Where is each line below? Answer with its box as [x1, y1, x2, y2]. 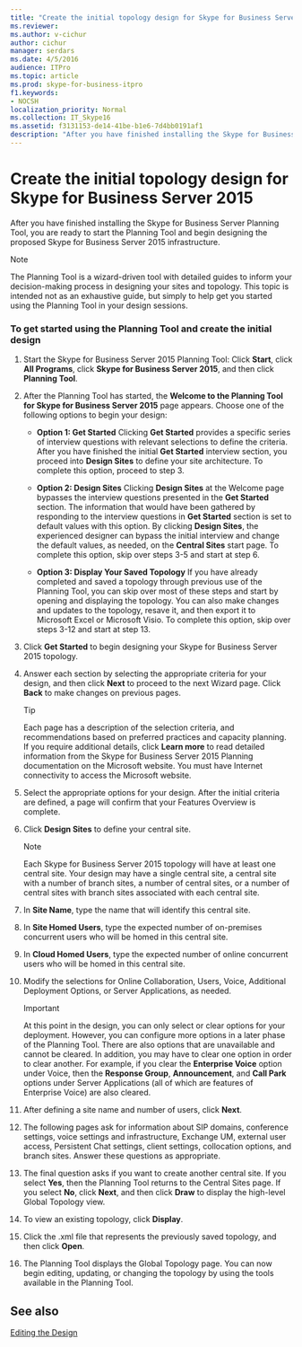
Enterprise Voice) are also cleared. [22, 1087, 151, 1098]
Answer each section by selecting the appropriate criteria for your [22, 668, 267, 679]
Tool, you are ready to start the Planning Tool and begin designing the [10, 226, 268, 238]
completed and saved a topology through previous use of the [36, 577, 263, 587]
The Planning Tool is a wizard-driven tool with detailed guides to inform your [10, 271, 292, 282]
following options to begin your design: [22, 409, 168, 420]
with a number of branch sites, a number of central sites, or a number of [22, 877, 290, 889]
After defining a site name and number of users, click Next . [22, 1105, 243, 1115]
